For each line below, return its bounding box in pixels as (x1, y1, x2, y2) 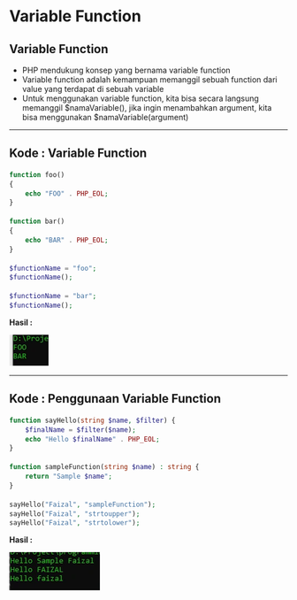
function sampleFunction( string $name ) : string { (9, 463, 200, 472)
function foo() (9, 170, 65, 179)
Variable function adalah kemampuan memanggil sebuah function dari (21, 74, 278, 85)
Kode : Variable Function (9, 146, 148, 161)
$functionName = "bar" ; (9, 292, 97, 301)
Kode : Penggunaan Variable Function (9, 391, 222, 406)
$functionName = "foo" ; (9, 264, 97, 273)
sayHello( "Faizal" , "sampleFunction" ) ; (9, 500, 156, 509)
